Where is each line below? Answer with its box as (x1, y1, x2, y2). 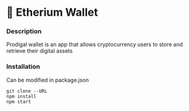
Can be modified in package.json (6, 76, 89, 84)
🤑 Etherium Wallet (6, 5, 98, 19)
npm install (6, 93, 36, 99)
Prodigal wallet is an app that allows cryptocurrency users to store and (6, 41, 184, 48)
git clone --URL (6, 88, 47, 94)
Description (6, 27, 42, 36)
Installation (6, 62, 41, 71)
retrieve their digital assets (6, 47, 73, 55)
